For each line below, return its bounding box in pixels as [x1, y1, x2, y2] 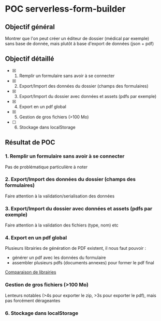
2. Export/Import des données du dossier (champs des [5, 176, 136, 183]
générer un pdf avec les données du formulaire [12, 255, 106, 260]
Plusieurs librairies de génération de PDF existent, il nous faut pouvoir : [5, 245, 146, 251]
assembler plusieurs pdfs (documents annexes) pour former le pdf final [12, 260, 155, 266]
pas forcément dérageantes [5, 297, 60, 304]
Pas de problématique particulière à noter [5, 164, 88, 170]
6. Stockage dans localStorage [5, 309, 78, 316]
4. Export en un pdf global [5, 234, 67, 241]
